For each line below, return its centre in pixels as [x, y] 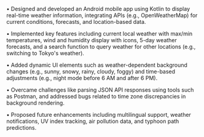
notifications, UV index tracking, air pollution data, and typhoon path [93, 121]
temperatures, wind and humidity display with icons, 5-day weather [92, 40]
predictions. [22, 128]
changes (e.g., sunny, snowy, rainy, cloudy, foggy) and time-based [91, 72]
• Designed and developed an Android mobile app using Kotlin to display [98, 9]
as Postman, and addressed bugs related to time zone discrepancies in [96, 96]
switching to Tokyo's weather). [45, 53]
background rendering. [35, 103]
